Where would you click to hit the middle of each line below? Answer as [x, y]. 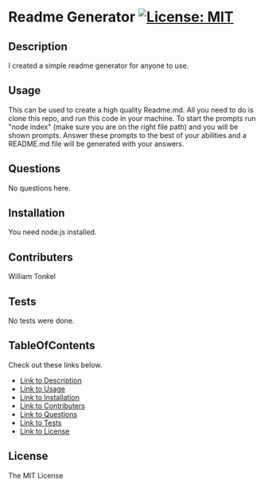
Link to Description [50, 380]
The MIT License [36, 475]
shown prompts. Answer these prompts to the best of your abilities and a [128, 135]
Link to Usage [43, 389]
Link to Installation [49, 397]
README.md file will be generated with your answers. [96, 143]
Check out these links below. [55, 365]
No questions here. [39, 188]
